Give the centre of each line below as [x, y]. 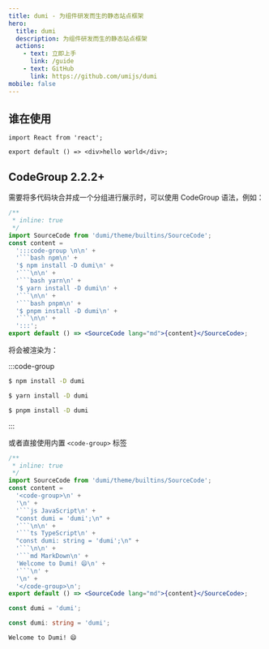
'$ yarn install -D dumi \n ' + [66, 288]
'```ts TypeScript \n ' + [56, 533]
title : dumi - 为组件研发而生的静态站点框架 [76, 16]
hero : [17, 24]
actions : [30, 46]
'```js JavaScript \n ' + [56, 511]
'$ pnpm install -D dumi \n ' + [66, 311]
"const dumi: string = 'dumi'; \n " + [77, 541]
